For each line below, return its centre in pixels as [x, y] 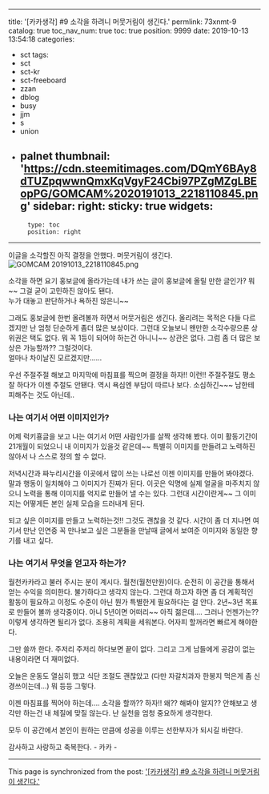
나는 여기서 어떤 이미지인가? [59, 417]
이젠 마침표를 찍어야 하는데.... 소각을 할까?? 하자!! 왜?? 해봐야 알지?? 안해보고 [129, 703]
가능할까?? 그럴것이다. [58, 347]
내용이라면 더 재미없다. [44, 659]
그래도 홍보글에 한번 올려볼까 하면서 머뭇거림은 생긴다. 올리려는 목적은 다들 [125, 318]
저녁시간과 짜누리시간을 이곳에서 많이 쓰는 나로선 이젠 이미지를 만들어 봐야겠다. [131, 474]
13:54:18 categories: [42, 39]
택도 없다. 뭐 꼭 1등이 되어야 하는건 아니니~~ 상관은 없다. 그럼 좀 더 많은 [141, 338]
